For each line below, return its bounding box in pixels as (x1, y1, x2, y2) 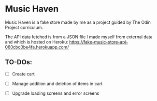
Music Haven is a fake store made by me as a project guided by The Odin (5, 19, 151, 25)
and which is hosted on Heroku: (5, 39, 69, 44)
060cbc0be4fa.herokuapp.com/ (5, 44, 69, 50)
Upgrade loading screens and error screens (12, 90, 100, 96)
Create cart (12, 71, 35, 77)
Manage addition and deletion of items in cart (12, 81, 103, 87)
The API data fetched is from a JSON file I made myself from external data (5, 34, 153, 40)
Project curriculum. (5, 24, 43, 30)
